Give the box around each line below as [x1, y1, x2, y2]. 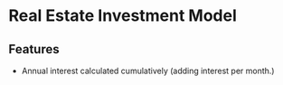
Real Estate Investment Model [8, 5, 237, 26]
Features [8, 42, 60, 57]
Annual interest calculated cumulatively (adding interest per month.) [21, 65, 275, 76]
